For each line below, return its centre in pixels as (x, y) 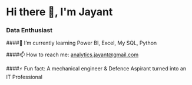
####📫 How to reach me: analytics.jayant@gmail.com (72, 55)
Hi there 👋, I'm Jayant (59, 12)
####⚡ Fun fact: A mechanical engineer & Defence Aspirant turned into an (96, 69)
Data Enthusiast (29, 30)
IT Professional (24, 77)
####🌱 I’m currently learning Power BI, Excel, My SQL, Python (82, 43)
